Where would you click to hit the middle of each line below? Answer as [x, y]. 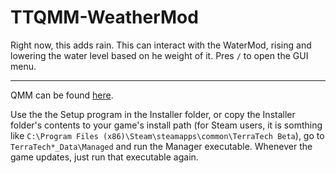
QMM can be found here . [62, 95]
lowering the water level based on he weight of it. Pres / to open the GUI [159, 55]
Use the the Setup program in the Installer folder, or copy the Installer [153, 114]
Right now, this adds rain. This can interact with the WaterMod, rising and [161, 45]
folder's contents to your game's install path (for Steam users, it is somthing [166, 125]
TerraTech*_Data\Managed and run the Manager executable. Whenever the [161, 146]
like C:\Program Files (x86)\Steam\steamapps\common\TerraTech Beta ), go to [167, 135]
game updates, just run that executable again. [104, 157]
